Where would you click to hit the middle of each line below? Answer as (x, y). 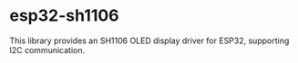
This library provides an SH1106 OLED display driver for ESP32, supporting (149, 40)
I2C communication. (47, 49)
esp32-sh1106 (65, 16)
